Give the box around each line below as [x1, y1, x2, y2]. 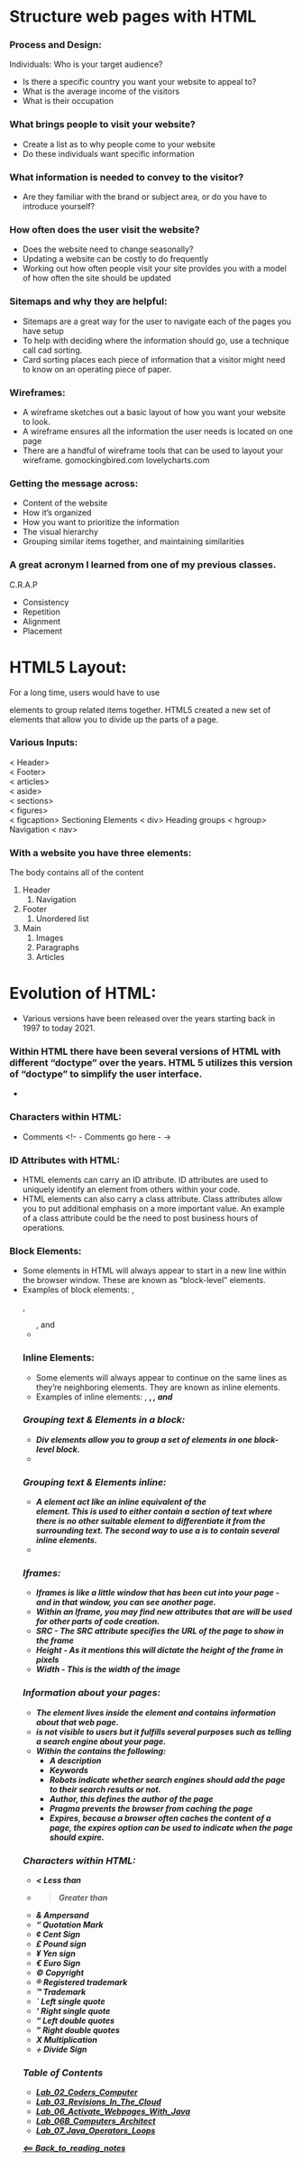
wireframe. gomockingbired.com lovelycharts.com [22, 454, 210, 466]
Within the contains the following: [35, 1745, 167, 1756]
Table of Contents [22, 2066, 104, 2079]
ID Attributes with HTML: [9, 1153, 120, 1166]
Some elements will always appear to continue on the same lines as [35, 1372, 288, 1382]
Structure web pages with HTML [9, 6, 257, 27]
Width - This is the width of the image [35, 1664, 181, 1675]
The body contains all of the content [9, 867, 144, 878]
